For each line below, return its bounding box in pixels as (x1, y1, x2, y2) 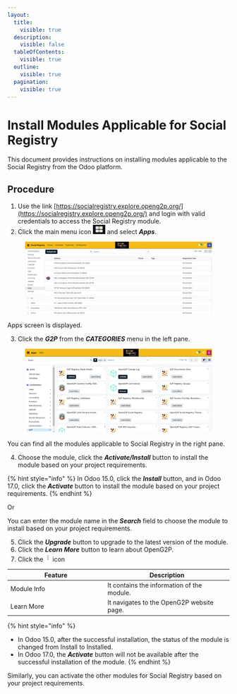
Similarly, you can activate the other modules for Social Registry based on (7, 671, 222, 680)
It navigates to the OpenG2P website (107, 598, 214, 607)
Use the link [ (17, 202, 56, 211)
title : (13, 18, 33, 26)
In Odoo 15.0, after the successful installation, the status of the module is (17, 635, 229, 643)
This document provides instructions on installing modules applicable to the (7, 155, 227, 164)
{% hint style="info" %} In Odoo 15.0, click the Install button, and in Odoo (7, 475, 221, 483)
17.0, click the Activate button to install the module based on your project (7, 482, 220, 490)
